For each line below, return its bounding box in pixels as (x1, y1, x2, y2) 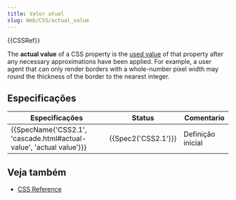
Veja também (7, 166, 67, 178)
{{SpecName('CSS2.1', (11, 125, 87, 135)
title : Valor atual (7, 10, 65, 18)
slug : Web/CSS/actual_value (7, 17, 90, 24)
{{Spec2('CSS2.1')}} (109, 134, 177, 144)
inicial (183, 138, 203, 148)
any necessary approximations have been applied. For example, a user (7, 57, 212, 65)
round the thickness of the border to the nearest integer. (7, 72, 170, 81)
